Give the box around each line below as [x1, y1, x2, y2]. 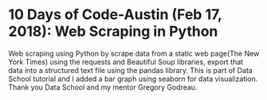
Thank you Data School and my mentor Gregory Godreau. [8, 82, 198, 92]
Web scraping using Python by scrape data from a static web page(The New [8, 48, 260, 58]
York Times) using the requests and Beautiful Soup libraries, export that [8, 57, 244, 67]
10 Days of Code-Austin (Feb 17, [8, 6, 222, 24]
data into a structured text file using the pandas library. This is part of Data [8, 65, 253, 75]
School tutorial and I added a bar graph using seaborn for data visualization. [8, 74, 258, 83]
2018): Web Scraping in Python [8, 22, 218, 40]
